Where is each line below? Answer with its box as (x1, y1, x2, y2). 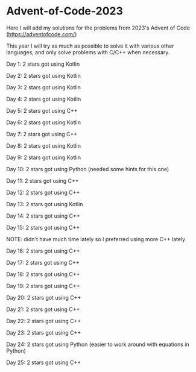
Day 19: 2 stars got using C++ (6, 282, 80, 289)
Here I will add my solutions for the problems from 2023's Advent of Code (6, 24, 190, 31)
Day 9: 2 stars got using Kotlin (6, 154, 81, 161)
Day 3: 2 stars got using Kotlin (6, 83, 81, 91)
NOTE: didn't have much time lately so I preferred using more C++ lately (6, 235, 186, 242)
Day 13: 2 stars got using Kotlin (6, 200, 83, 207)
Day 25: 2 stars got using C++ (6, 359, 81, 366)
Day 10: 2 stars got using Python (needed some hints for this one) (6, 165, 169, 172)
